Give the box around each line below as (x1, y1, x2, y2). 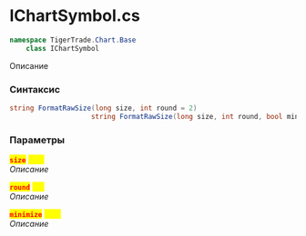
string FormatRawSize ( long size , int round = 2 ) (9, 103, 198, 113)
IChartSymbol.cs (9, 5, 141, 26)
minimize (9, 211, 43, 220)
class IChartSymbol (25, 44, 100, 53)
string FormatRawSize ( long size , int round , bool (90, 112, 283, 121)
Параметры (9, 133, 66, 146)
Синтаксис (9, 83, 61, 95)
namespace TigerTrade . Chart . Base (9, 35, 137, 44)
